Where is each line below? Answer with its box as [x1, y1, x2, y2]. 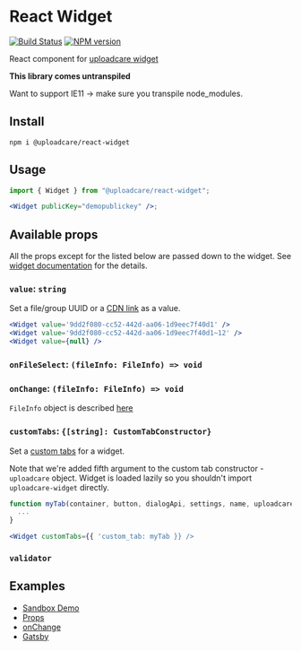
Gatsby [21, 630, 49, 642]
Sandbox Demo [21, 603, 80, 613]
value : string [9, 282, 67, 295]
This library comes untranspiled [9, 70, 132, 82]
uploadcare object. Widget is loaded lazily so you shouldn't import [9, 473, 253, 483]
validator [9, 553, 52, 563]
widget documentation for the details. [9, 260, 148, 271]
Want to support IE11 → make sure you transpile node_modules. [9, 88, 244, 99]
